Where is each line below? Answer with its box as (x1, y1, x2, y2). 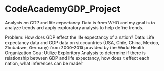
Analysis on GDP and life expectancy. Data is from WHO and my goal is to (5, 20, 155, 25)
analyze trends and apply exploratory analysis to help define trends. (5, 24, 144, 30)
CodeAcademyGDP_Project (5, 3, 120, 15)
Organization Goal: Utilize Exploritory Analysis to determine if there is (5, 50, 146, 56)
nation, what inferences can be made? (5, 60, 83, 66)
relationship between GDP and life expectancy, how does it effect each (5, 55, 150, 61)
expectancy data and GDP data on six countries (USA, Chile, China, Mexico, (5, 39, 160, 45)
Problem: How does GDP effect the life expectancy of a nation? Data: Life (5, 34, 154, 40)
